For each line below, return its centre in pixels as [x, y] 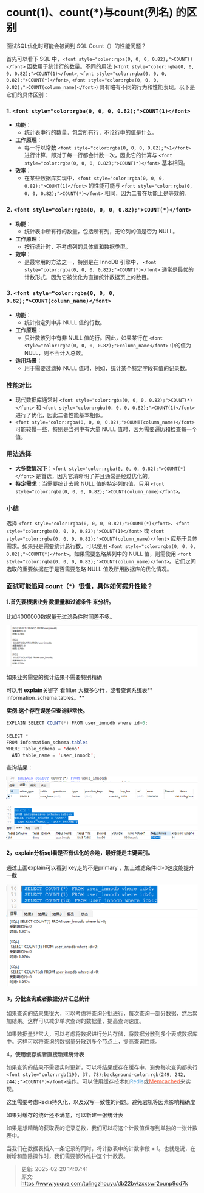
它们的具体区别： [28, 94]
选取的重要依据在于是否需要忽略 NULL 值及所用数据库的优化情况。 [89, 569]
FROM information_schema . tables [47, 742]
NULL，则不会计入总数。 [55, 353]
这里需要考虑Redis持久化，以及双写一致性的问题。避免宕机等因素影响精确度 [101, 1102]
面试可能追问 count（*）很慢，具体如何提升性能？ [80, 586]
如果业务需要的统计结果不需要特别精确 [54, 677]
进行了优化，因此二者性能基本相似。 [60, 415]
